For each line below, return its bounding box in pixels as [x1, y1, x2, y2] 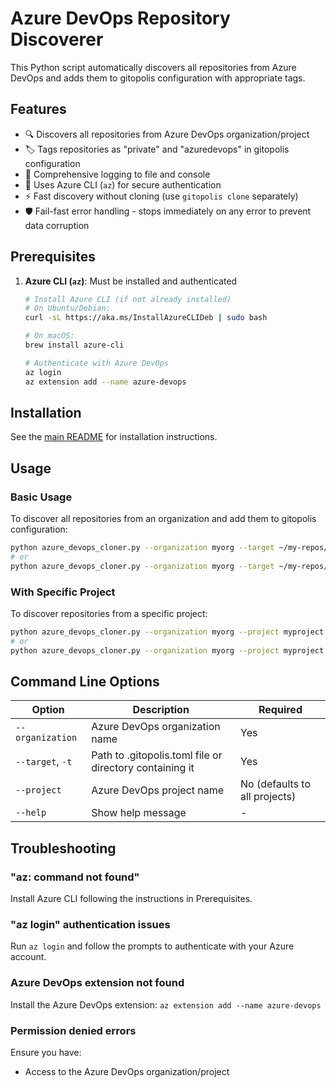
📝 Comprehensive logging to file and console [24, 168, 211, 180]
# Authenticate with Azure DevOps [24, 358, 169, 368]
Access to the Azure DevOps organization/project [24, 1066, 230, 1077]
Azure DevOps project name [91, 783, 225, 797]
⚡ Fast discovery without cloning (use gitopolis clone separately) [24, 190, 299, 202]
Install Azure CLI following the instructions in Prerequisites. [10, 893, 253, 905]
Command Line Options [10, 673, 160, 690]
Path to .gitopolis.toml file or [91, 748, 223, 762]
